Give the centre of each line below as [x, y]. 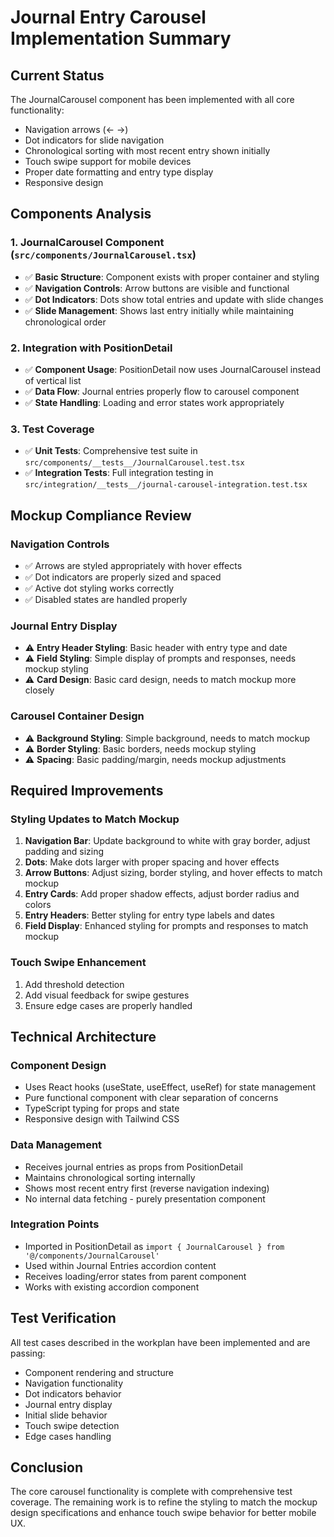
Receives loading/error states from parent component [135, 1276]
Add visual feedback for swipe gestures [107, 995]
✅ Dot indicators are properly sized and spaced [123, 577]
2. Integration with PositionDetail [91, 348]
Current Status [57, 75]
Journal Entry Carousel [108, 17]
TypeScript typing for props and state [102, 1108]
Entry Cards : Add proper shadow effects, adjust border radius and [162, 894]
